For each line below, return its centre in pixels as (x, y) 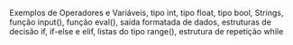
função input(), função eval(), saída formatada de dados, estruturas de (141, 22)
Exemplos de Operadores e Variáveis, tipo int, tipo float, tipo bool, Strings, (146, 13)
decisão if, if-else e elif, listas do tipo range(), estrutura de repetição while (146, 31)
